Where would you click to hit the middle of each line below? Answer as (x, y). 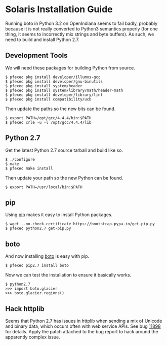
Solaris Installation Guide (59, 9)
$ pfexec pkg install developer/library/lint (54, 95)
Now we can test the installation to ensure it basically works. (68, 275)
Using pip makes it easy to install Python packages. (59, 215)
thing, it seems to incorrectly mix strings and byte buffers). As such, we (80, 34)
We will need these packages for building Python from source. (70, 67)
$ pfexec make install (29, 168)
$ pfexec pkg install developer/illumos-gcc (53, 77)
